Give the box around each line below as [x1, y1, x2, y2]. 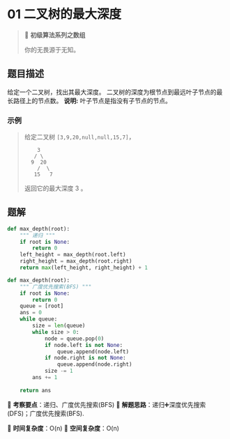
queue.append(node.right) [56, 361, 132, 368]
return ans [20, 387, 52, 394]
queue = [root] [20, 302, 64, 310]
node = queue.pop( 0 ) [44, 335, 105, 342]
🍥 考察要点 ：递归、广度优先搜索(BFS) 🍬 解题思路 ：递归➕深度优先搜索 [7, 400, 206, 408]
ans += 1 [32, 374, 58, 381]
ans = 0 [20, 309, 42, 316]
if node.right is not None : [44, 355, 127, 362]
